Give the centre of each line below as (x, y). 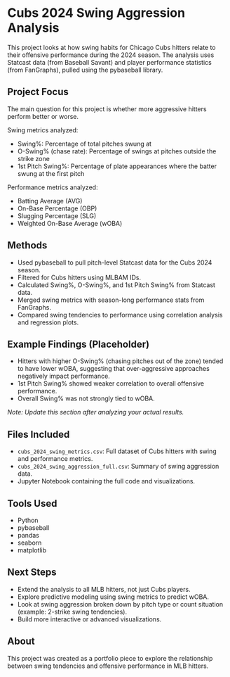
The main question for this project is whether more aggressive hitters (107, 109)
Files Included (39, 434)
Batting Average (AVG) (50, 201)
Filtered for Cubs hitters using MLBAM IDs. (79, 277)
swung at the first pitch (51, 173)
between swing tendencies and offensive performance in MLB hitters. (108, 666)
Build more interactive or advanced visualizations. (89, 619)
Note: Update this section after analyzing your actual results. (96, 412)
